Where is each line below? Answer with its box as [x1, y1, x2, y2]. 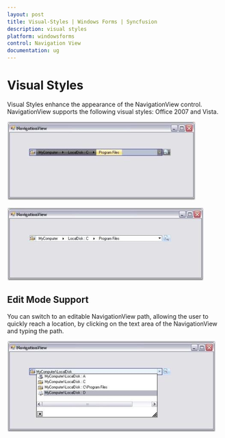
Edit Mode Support [7, 294, 89, 306]
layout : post [7, 11, 44, 18]
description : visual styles [7, 25, 88, 32]
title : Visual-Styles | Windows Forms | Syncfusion [7, 18, 157, 25]
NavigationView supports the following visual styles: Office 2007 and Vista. [7, 107, 219, 116]
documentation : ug [7, 47, 59, 54]
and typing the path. [7, 326, 64, 335]
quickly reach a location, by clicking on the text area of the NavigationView [7, 319, 217, 328]
